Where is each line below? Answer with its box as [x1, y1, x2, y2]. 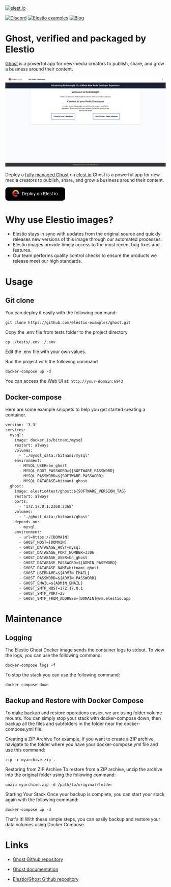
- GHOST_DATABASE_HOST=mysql [18, 545, 81, 550]
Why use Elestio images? [5, 214, 113, 225]
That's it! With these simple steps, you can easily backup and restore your [5, 816, 161, 822]
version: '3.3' [5, 423, 38, 428]
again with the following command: [5, 797, 79, 803]
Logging [5, 633, 32, 642]
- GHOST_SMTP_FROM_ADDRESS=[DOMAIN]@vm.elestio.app [18, 596, 131, 601]
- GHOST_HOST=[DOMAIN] [18, 540, 67, 545]
